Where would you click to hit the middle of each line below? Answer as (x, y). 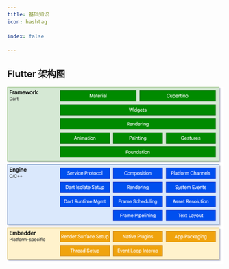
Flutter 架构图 (36, 74)
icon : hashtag (27, 22)
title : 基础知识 (28, 14)
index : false (26, 36)
